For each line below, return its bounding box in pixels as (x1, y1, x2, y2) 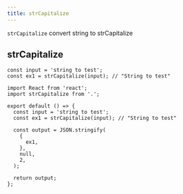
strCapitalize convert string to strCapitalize (7, 29, 133, 37)
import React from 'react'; (7, 85, 88, 92)
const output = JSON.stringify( (13, 127, 107, 134)
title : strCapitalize (7, 10, 69, 17)
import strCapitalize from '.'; (7, 90, 100, 98)
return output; (13, 175, 57, 182)
